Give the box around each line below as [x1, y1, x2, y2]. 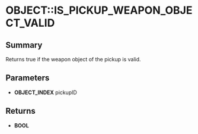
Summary [5, 40, 43, 50]
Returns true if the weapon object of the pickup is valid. [5, 56, 141, 63]
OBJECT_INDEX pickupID [14, 89, 78, 96]
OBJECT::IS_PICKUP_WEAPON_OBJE [5, 4, 193, 17]
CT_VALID [5, 16, 55, 30]
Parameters [5, 73, 50, 83]
